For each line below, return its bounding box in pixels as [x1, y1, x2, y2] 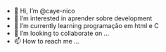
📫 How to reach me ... [13, 37, 79, 45]
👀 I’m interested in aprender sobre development [13, 14, 153, 22]
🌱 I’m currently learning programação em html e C [13, 22, 160, 30]
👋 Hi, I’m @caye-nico [13, 7, 75, 15]
